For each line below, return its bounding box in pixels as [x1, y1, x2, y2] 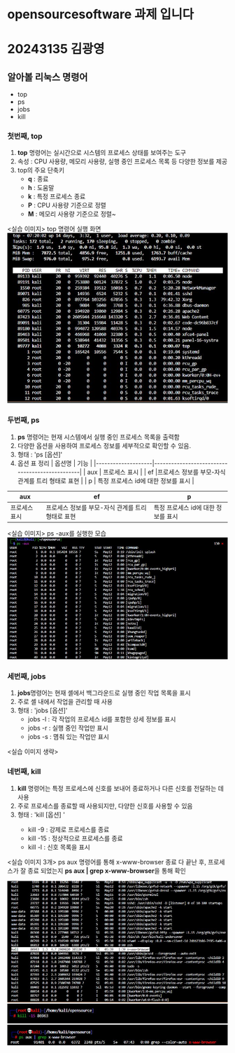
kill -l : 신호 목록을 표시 [27, 843, 91, 851]
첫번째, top [7, 131, 43, 141]
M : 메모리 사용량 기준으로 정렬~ [27, 210, 117, 218]
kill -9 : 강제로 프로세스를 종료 [27, 825, 110, 834]
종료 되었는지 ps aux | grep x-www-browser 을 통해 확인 [27, 867, 187, 875]
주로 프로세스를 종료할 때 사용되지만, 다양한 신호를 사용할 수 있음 [17, 801, 193, 810]
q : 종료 [27, 175, 49, 183]
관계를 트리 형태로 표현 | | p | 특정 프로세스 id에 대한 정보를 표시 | [17, 476, 194, 484]
